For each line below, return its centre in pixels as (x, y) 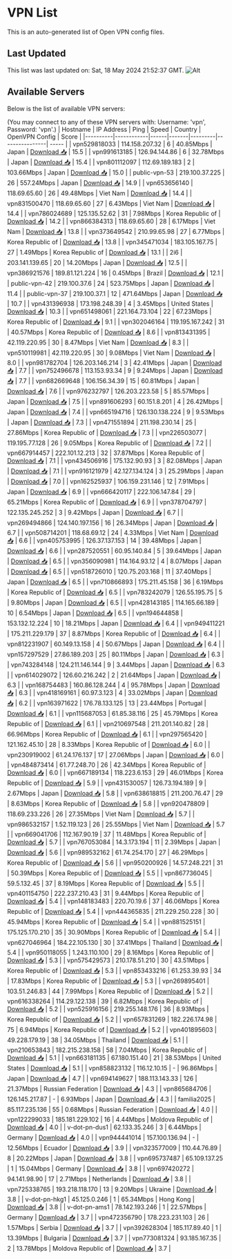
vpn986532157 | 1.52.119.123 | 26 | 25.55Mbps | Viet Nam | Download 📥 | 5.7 (116, 824)
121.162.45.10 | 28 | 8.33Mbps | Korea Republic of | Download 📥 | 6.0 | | (109, 744)
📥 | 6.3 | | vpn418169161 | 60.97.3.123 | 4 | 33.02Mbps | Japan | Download (112, 692)
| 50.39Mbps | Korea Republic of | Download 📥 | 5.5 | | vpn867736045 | (110, 873)
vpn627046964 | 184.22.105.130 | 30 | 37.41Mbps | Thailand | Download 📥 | (115, 942)
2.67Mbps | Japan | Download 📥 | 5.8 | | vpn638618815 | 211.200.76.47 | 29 (115, 793)
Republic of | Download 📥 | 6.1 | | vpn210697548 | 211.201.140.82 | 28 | (108, 723)
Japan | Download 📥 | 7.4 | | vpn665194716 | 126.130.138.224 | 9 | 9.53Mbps (116, 411)
